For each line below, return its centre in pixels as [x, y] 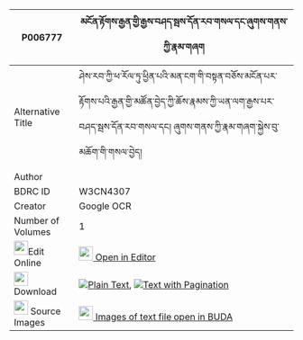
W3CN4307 [105, 191]
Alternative [37, 112]
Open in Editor [125, 257]
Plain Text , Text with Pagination [158, 284]
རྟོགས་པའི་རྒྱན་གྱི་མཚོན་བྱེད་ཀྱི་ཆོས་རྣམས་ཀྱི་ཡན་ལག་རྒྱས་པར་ [177, 101]
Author [28, 177]
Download [35, 291]
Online [28, 263]
